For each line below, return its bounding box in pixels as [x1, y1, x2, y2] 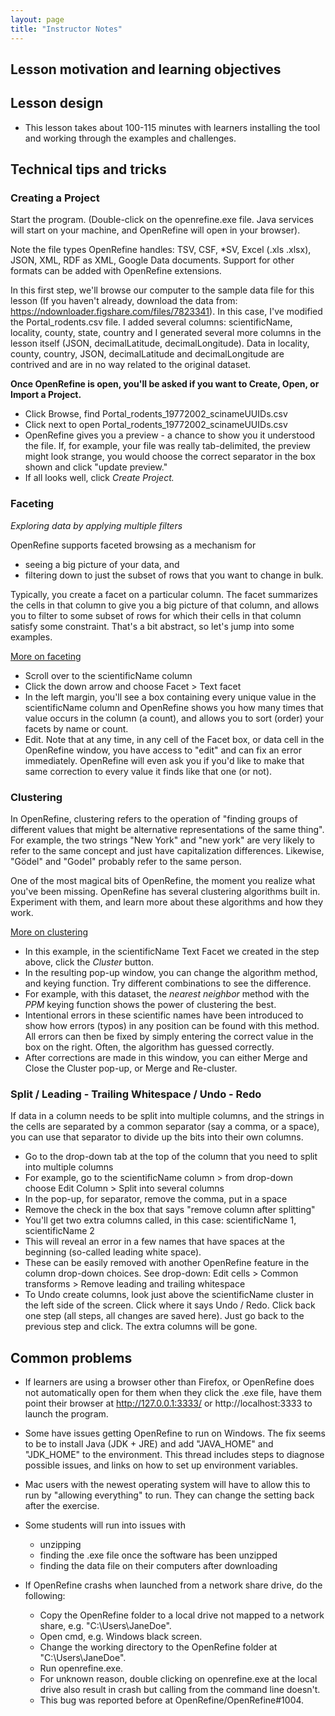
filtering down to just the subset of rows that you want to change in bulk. [24, 569, 324, 581]
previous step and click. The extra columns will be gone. [24, 1321, 258, 1333]
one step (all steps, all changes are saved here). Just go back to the [24, 1310, 305, 1322]
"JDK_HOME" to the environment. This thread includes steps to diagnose [24, 1449, 325, 1461]
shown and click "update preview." [24, 461, 168, 473]
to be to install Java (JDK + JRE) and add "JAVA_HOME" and [24, 1438, 274, 1450]
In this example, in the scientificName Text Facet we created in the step [24, 945, 320, 957]
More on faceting [10, 650, 82, 662]
